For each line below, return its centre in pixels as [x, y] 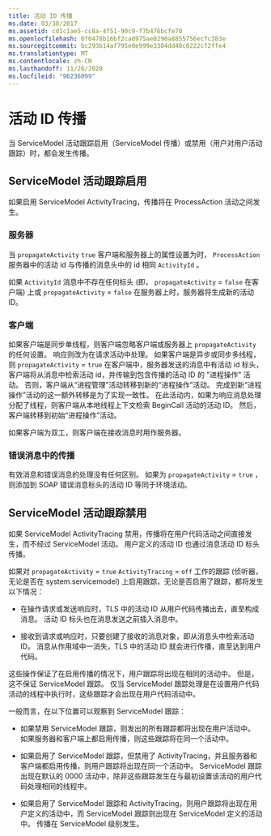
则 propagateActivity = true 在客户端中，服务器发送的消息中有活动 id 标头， [136, 364]
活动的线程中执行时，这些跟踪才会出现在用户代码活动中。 [104, 694]
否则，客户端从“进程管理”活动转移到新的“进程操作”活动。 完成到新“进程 [143, 384]
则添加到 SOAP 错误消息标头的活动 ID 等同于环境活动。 [100, 485]
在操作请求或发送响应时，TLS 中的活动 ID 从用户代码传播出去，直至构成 [140, 609]
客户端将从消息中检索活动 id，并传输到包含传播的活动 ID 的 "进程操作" [125, 375]
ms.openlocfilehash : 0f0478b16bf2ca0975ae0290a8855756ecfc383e [117, 39]
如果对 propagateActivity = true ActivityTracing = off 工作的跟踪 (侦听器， [135, 572]
